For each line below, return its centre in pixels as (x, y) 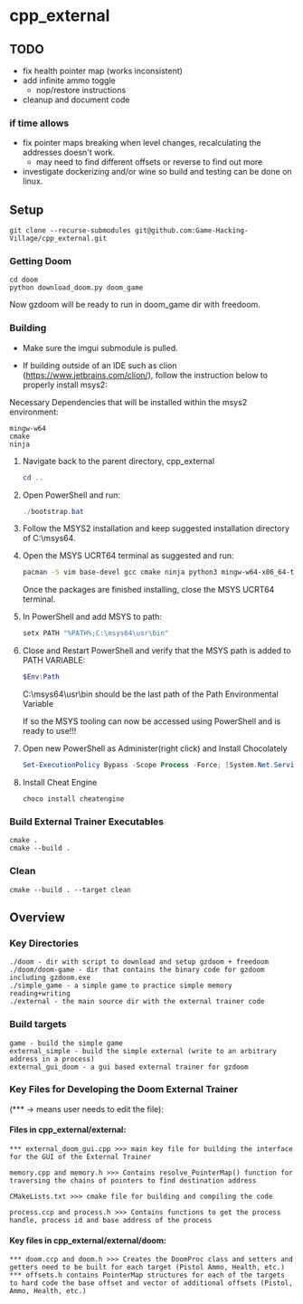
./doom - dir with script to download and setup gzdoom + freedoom (139, 962)
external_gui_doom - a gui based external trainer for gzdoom (129, 1067)
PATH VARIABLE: (54, 661)
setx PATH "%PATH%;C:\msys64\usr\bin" (95, 633)
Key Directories (44, 943)
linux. (33, 181)
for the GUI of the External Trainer (80, 1157)
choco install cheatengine (73, 799)
